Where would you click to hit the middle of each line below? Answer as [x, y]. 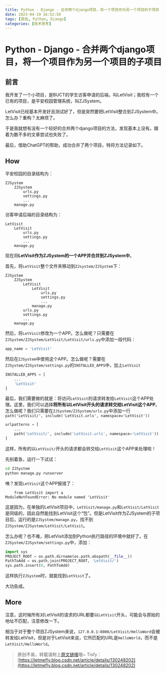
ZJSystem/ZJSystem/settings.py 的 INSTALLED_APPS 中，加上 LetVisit [73, 365]
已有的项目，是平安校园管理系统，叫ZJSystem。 [55, 101]
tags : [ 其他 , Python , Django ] [36, 19]
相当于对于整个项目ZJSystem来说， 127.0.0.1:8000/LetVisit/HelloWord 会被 [83, 632]
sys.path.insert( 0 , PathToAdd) [38, 566]
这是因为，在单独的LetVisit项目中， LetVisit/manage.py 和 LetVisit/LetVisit [82, 507]
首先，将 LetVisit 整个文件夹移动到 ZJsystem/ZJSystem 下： [63, 266]
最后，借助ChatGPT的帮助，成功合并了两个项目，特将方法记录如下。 [75, 145]
